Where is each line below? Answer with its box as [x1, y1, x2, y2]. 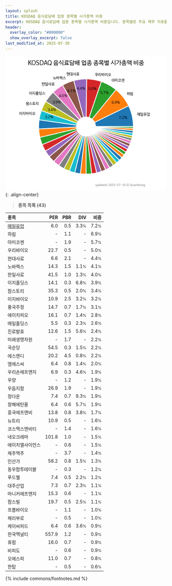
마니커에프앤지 [7, 490, 37, 497]
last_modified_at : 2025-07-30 [5, 41, 70, 46]
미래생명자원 [7, 337, 33, 343]
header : [5, 25, 22, 30]
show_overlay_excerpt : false [10, 35, 72, 41]
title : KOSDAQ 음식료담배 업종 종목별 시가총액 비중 [5, 13, 103, 19]
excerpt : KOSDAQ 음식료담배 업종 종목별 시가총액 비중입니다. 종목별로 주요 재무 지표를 [5, 19, 168, 24]
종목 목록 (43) [17, 202, 47, 208]
